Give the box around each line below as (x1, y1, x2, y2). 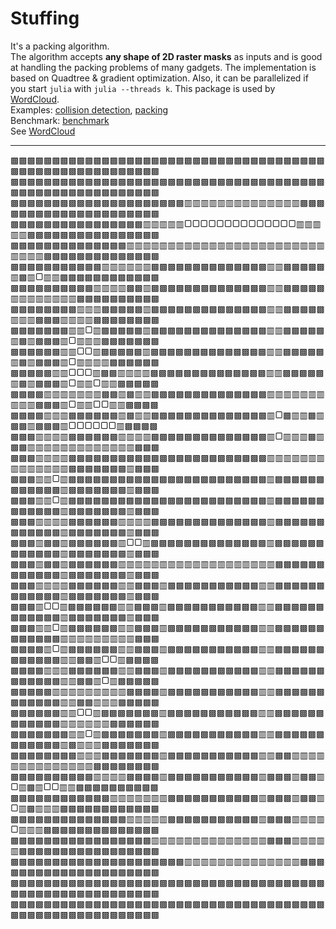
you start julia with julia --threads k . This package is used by (10, 82, 276, 94)
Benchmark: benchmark (10, 114, 110, 126)
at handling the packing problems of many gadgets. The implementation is (10, 61, 317, 73)
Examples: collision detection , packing (10, 103, 169, 116)
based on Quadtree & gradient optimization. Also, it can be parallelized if (10, 72, 309, 84)
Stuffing (10, 7, 80, 30)
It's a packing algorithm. (10, 40, 110, 52)
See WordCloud (10, 125, 76, 137)
